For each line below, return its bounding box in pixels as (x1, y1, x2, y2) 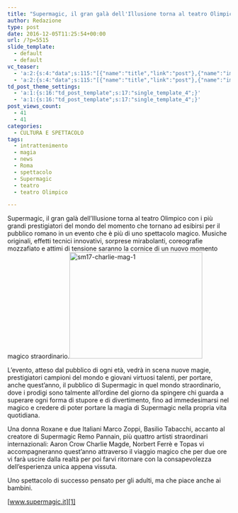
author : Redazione (7, 17, 62, 24)
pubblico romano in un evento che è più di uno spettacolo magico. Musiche (7, 229, 227, 238)
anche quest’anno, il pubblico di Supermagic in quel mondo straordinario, (7, 381, 221, 390)
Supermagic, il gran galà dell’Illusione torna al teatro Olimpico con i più (7, 214, 213, 223)
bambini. (7, 484, 33, 492)
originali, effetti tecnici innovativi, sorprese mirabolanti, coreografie (7, 237, 203, 246)
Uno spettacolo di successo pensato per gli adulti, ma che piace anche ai (7, 476, 221, 485)
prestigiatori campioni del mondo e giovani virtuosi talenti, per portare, (7, 373, 213, 382)
